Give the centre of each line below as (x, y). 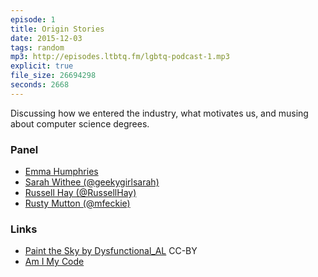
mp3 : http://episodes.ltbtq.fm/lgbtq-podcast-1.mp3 (120, 57)
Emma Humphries (61, 172)
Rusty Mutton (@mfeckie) (77, 203)
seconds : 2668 (40, 85)
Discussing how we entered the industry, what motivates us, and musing (159, 113)
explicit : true (42, 66)
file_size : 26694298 (53, 76)
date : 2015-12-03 (46, 38)
